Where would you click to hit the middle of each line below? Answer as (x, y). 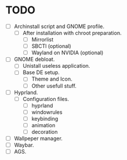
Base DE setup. (41, 72)
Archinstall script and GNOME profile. (59, 26)
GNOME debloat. (34, 60)
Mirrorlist (42, 40)
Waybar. (24, 145)
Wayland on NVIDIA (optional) (67, 53)
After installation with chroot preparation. (72, 33)
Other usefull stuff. (54, 86)
